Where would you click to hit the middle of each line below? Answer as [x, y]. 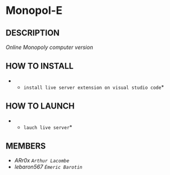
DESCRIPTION [33, 33]
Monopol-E [34, 11]
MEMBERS [26, 146]
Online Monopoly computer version [49, 47]
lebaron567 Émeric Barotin [48, 167]
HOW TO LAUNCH [40, 106]
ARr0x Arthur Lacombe [42, 161]
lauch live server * [48, 127]
